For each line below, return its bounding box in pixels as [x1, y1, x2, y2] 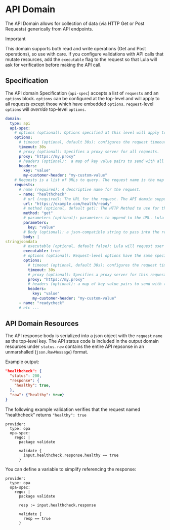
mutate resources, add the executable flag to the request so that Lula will [5, 56, 157, 62]
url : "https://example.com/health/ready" [23, 201, 112, 207]
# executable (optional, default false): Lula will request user [23, 244, 164, 249]
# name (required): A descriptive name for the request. [18, 187, 142, 192]
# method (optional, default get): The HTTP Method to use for [23, 206, 159, 211]
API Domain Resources [5, 319, 79, 328]
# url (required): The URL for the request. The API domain [23, 196, 153, 201]
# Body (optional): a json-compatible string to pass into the [23, 229, 159, 234]
